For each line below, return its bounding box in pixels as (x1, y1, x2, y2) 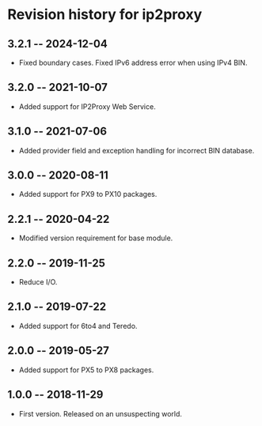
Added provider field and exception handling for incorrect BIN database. (18, 145, 255, 155)
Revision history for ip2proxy (7, 6, 203, 24)
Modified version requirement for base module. (18, 233, 173, 243)
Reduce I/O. (18, 277, 58, 287)
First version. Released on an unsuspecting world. (18, 409, 183, 418)
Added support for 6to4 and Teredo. (18, 321, 138, 330)
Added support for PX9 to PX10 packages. (18, 190, 158, 199)
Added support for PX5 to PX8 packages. (18, 365, 154, 375)
